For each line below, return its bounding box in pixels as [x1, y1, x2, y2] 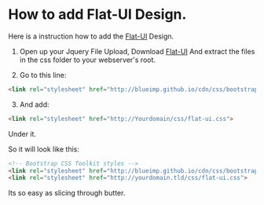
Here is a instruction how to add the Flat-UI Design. [8, 31, 174, 41]
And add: [19, 100, 49, 109]
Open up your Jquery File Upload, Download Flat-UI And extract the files [19, 46, 255, 56]
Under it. [8, 129, 37, 138]
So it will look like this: [8, 144, 80, 154]
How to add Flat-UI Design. [8, 5, 187, 24]
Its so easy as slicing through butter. [8, 189, 126, 198]
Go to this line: [19, 70, 67, 79]
